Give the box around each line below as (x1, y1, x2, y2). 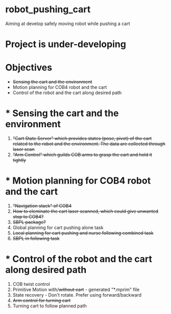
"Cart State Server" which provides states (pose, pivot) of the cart (12, 136, 152, 141)
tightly (12, 157, 27, 163)
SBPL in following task (12, 235, 60, 241)
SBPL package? (12, 219, 46, 225)
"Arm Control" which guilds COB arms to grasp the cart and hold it (12, 152, 152, 158)
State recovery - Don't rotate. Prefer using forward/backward (12, 291, 142, 298)
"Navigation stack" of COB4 (12, 203, 72, 209)
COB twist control (12, 281, 50, 287)
